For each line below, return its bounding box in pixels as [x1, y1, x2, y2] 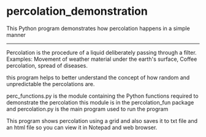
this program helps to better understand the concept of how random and [6, 74, 190, 81]
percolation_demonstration [6, 4, 148, 18]
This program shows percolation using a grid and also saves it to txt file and [6, 117, 198, 124]
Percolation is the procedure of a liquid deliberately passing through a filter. [6, 49, 197, 56]
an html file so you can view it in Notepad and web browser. [6, 123, 158, 131]
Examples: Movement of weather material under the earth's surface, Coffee [6, 55, 197, 63]
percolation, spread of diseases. [6, 61, 88, 69]
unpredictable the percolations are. [6, 80, 95, 87]
